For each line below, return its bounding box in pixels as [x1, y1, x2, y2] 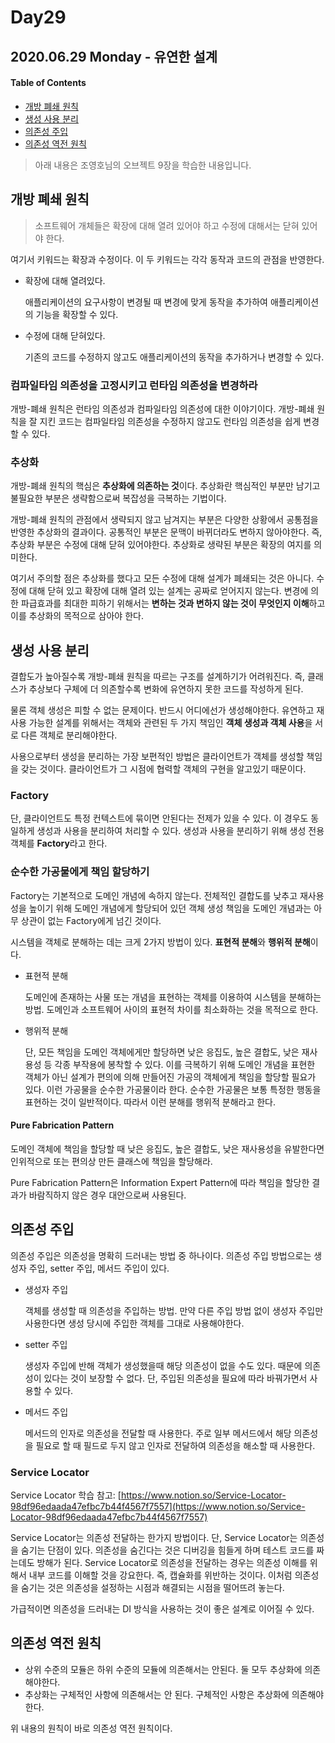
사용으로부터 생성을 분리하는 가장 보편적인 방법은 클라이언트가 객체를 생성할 [10, 751, 305, 762]
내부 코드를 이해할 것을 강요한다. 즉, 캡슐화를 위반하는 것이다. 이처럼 [28, 1569, 293, 1581]
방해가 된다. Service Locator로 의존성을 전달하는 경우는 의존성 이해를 [36, 1556, 308, 1568]
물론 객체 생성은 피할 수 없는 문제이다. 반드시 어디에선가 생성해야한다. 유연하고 [10, 704, 315, 716]
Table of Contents [10, 77, 87, 89]
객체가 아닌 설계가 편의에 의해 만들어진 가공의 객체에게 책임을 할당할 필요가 [24, 1071, 317, 1083]
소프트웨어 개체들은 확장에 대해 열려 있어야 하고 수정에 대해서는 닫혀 [34, 219, 300, 231]
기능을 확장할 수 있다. [35, 308, 119, 320]
